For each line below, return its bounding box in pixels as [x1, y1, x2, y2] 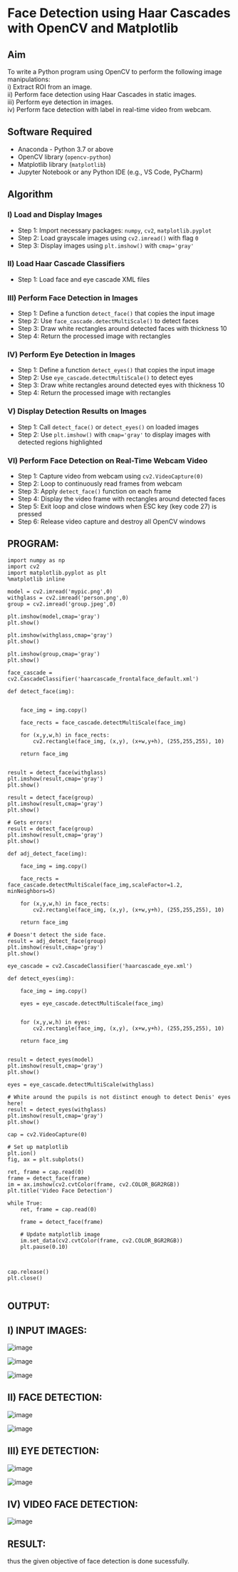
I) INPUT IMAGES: [7, 1325, 88, 1337]
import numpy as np [7, 556, 66, 564]
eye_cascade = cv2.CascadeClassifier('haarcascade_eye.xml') [7, 962, 193, 969]
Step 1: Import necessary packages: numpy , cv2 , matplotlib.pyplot [17, 226, 212, 235]
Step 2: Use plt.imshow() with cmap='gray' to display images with [17, 430, 211, 439]
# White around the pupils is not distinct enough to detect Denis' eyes [7, 1093, 232, 1101]
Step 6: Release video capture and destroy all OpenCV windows [17, 517, 206, 526]
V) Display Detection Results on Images [7, 407, 148, 417]
